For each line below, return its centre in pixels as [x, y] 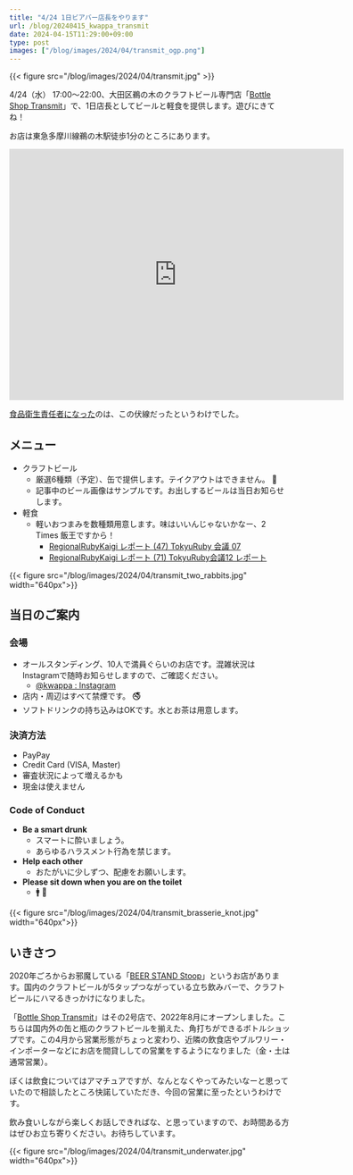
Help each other [52, 861]
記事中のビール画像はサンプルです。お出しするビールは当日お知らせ [160, 490]
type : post [29, 42]
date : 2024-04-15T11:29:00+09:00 [71, 34]
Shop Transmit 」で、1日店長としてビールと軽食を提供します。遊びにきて [142, 106]
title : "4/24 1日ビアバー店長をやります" [79, 17]
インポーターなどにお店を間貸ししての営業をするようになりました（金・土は [150, 1051]
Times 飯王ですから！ [75, 535]
